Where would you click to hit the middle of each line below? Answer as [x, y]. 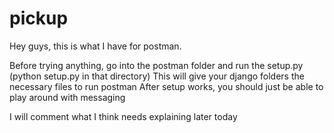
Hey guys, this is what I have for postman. [95, 46]
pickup [39, 18]
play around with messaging [67, 97]
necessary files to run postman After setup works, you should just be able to [166, 86]
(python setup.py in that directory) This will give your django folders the [157, 76]
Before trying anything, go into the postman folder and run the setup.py [156, 65]
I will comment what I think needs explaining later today [123, 116]
